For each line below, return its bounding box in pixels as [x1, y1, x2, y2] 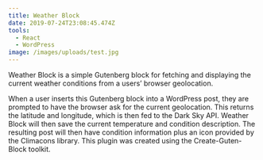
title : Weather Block [8, 11, 80, 20]
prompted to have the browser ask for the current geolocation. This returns [8, 102, 254, 112]
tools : [8, 26, 30, 34]
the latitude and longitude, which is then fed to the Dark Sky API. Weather [8, 111, 249, 120]
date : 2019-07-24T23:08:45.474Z [8, 19, 115, 27]
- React [15, 33, 41, 42]
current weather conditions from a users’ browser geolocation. [8, 78, 214, 88]
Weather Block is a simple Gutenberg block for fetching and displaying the [8, 70, 252, 79]
